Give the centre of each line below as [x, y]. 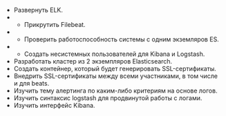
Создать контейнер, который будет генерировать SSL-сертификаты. [115, 69]
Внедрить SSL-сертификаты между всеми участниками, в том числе [115, 76]
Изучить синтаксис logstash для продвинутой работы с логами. [108, 98]
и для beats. [31, 83]
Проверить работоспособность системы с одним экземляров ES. [121, 39]
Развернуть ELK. [38, 10]
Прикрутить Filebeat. [55, 25]
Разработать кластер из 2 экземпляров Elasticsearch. [93, 61]
